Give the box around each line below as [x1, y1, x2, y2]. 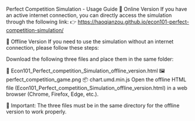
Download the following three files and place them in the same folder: [6, 56, 174, 63]
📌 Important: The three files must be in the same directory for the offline [6, 102, 180, 109]
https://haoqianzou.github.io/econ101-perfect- [77, 18, 189, 25]
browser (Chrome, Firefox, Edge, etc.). [6, 91, 99, 98]
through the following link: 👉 [6, 18, 77, 25]
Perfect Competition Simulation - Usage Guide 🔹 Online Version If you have [6, 6, 187, 12]
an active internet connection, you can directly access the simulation [6, 12, 172, 19]
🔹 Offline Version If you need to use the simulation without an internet [6, 38, 174, 45]
